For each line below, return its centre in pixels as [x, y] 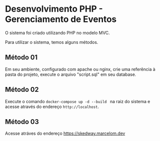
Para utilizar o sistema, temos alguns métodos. [52, 42]
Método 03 [22, 122]
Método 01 [21, 58]
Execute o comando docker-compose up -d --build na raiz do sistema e [78, 101]
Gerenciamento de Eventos [61, 19]
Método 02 [22, 90]
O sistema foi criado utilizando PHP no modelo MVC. [57, 33]
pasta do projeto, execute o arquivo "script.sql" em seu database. [71, 74]
